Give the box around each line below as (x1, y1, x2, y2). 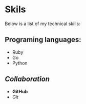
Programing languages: (5, 35, 81, 44)
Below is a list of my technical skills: (5, 20, 80, 27)
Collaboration (5, 75, 50, 84)
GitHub (12, 88, 28, 94)
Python (12, 60, 28, 66)
